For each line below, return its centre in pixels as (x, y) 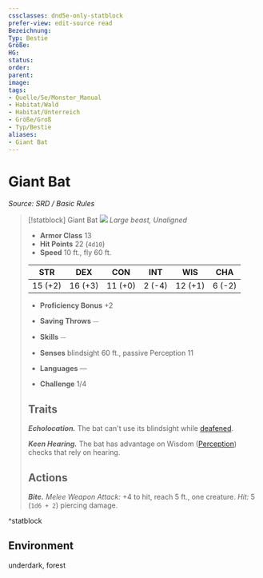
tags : (17, 90)
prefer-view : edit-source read (60, 23)
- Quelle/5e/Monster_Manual (55, 98)
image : (19, 82)
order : (19, 68)
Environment (41, 546)
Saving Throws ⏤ (69, 321)
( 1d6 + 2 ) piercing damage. (73, 505)
